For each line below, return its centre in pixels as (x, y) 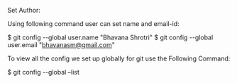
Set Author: (24, 10)
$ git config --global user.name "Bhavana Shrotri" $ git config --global (110, 37)
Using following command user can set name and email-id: (93, 24)
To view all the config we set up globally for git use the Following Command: (119, 58)
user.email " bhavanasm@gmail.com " (61, 45)
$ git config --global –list (44, 72)
